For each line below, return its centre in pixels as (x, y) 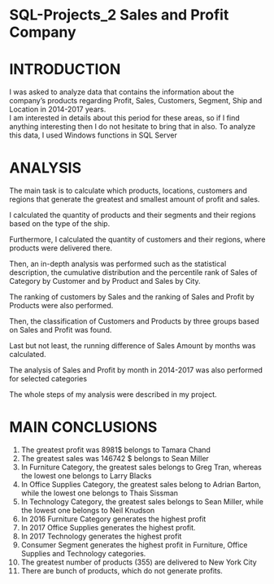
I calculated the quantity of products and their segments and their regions (133, 215)
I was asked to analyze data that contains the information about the (122, 92)
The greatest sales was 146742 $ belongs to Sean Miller (115, 458)
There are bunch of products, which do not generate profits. (122, 571)
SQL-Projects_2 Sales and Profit (119, 15)
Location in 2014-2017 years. (58, 109)
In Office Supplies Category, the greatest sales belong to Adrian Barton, (141, 484)
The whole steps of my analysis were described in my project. (113, 394)
